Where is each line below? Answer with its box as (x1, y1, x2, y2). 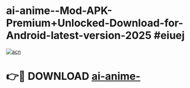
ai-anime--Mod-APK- (6, 4, 112, 17)
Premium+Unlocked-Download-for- (6, 16, 184, 30)
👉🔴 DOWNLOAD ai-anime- (6, 70, 141, 83)
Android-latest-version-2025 (6, 29, 152, 42)
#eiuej (154, 29, 185, 42)
